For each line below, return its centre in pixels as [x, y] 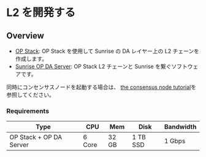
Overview [25, 35]
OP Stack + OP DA [36, 137]
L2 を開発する [41, 13]
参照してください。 [31, 95]
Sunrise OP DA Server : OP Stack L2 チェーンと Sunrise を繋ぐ [93, 66]
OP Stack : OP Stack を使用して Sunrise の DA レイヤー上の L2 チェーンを [107, 51]
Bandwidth [180, 127]
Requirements [28, 111]
